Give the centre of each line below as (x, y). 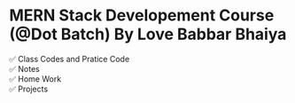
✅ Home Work (35, 79)
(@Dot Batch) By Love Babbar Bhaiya (148, 34)
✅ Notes (24, 68)
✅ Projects (29, 89)
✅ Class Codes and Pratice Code (70, 59)
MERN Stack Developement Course (142, 16)
